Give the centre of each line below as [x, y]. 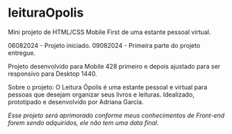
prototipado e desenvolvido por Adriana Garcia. [76, 101]
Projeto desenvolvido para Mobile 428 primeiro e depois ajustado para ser [114, 66]
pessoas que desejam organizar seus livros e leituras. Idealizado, [101, 94]
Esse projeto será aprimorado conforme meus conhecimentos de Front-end [116, 115]
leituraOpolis [46, 13]
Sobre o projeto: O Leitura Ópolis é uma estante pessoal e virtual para [108, 87]
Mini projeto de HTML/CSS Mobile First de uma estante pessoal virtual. [109, 32]
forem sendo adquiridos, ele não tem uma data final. [83, 122]
